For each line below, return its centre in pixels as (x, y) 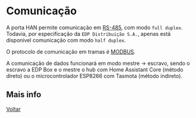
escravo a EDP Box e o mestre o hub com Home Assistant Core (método (95, 69)
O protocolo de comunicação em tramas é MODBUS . (71, 51)
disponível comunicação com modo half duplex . (66, 40)
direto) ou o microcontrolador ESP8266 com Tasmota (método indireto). (94, 76)
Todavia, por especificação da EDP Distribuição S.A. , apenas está (88, 33)
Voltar (13, 109)
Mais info (24, 94)
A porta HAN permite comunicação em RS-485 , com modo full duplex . (94, 27)
